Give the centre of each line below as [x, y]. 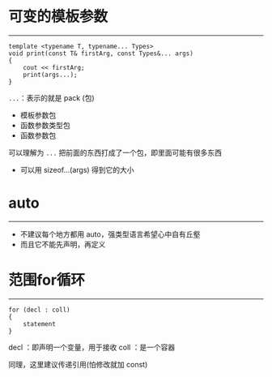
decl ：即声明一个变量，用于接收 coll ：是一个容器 [92, 347]
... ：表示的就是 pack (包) [51, 97]
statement [40, 324]
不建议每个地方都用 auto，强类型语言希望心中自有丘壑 [110, 234]
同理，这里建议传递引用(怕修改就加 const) [78, 364]
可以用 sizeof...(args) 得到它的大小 [77, 169]
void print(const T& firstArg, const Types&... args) [101, 54]
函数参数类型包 [45, 125]
